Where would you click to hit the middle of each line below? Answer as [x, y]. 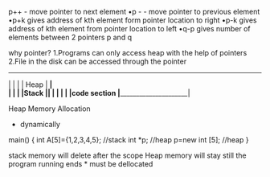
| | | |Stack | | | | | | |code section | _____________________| [99, 93]
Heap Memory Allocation [49, 109]
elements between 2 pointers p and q [70, 37]
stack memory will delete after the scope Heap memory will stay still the [127, 155]
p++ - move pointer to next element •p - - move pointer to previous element [134, 12]
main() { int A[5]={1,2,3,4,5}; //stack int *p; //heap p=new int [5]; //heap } [129, 140]
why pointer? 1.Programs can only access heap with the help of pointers [128, 53]
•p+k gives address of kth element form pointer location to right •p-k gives [133, 20]
